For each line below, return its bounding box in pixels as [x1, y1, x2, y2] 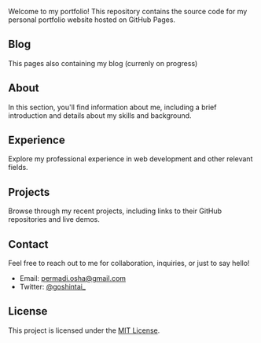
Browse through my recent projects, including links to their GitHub [8, 206, 222, 216]
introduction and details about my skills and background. [8, 110, 192, 120]
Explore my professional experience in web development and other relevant [8, 154, 253, 164]
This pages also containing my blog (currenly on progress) [8, 58, 198, 68]
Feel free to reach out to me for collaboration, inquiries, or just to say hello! [8, 259, 250, 268]
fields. [8, 163, 29, 172]
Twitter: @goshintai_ [19, 282, 86, 292]
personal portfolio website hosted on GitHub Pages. [8, 15, 175, 24]
